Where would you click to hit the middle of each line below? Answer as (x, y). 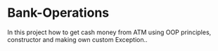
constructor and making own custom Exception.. (77, 39)
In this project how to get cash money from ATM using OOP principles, (109, 32)
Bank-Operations (58, 13)
